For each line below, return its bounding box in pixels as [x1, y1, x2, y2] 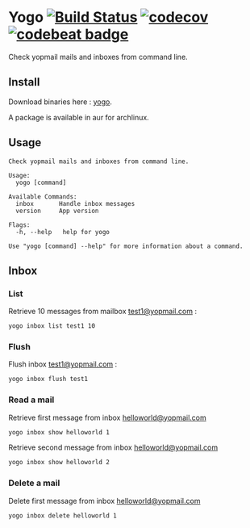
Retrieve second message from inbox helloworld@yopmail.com [8, 442, 219, 452]
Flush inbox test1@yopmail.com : [8, 359, 118, 369]
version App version [15, 207, 99, 215]
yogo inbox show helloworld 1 [8, 428, 110, 436]
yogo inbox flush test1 [8, 375, 89, 383]
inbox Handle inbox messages [15, 199, 135, 207]
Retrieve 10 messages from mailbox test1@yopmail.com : [8, 307, 198, 316]
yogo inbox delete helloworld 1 [8, 511, 117, 520]
